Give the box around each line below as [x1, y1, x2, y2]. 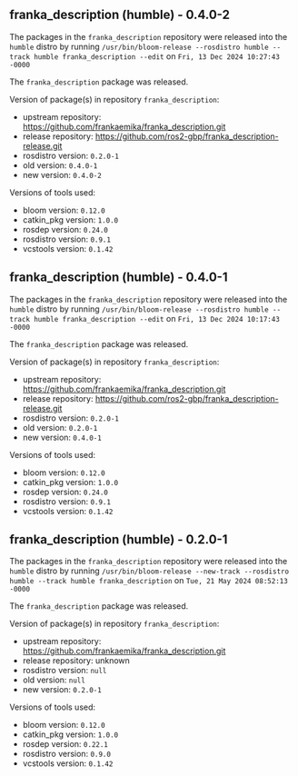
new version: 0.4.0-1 [22, 432, 102, 443]
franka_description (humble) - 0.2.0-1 [9, 532, 228, 548]
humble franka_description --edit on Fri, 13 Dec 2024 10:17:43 [33, 313, 280, 323]
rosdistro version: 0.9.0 [22, 749, 112, 760]
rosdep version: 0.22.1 [22, 739, 109, 750]
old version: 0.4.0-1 [22, 159, 98, 171]
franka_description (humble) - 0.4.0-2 [9, 7, 230, 23]
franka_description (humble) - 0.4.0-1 [9, 270, 228, 285]
